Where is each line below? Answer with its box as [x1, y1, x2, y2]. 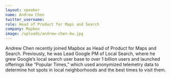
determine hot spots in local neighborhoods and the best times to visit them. [5, 67, 166, 73]
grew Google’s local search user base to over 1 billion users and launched [5, 56, 160, 62]
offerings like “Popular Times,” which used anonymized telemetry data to [5, 62, 159, 67]
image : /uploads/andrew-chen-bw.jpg [5, 31, 83, 36]
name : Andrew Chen [5, 12, 45, 17]
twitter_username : [5, 17, 45, 22]
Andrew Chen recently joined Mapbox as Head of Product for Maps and [5, 45, 157, 51]
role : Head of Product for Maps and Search [5, 21, 100, 27]
